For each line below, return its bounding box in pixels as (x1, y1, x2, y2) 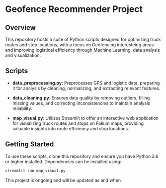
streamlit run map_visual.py (5, 168, 66, 173)
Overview (5, 23, 36, 32)
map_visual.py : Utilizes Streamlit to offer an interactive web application (12, 115, 159, 121)
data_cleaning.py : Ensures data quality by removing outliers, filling (12, 94, 150, 100)
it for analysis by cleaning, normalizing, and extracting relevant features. (12, 85, 161, 91)
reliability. (12, 105, 32, 111)
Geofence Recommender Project (5, 3, 143, 15)
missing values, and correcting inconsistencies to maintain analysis (12, 100, 151, 106)
